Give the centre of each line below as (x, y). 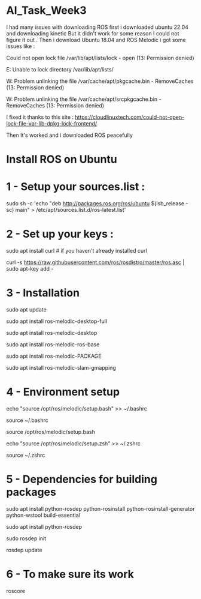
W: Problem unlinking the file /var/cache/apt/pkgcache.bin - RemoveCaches (100, 81)
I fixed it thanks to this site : (40, 117)
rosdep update (24, 550)
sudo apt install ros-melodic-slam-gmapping (61, 367)
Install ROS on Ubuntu (62, 159)
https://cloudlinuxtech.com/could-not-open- (130, 117)
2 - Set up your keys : (60, 234)
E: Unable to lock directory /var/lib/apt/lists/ (60, 69)
